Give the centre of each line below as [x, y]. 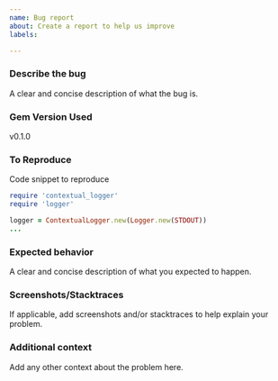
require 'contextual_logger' [64, 196]
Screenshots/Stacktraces [67, 295]
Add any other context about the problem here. [97, 367]
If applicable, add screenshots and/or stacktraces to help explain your [139, 314]
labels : [24, 34]
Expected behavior [52, 251]
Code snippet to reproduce [59, 179]
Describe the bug [48, 74]
